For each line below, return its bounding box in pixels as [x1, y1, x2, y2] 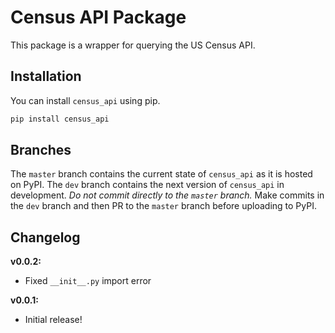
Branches [10, 142, 72, 159]
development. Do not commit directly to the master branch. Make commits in [10, 189, 325, 201]
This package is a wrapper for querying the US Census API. [10, 39, 256, 51]
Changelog [10, 229, 81, 246]
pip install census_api [10, 114, 110, 124]
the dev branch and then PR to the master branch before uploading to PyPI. [10, 200, 317, 212]
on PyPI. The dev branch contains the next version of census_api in [10, 179, 285, 191]
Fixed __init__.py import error [24, 275, 152, 287]
